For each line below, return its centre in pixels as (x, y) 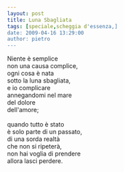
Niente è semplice (33, 58)
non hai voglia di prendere (44, 154)
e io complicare (29, 88)
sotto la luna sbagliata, (39, 80)
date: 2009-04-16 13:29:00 (46, 33)
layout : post (26, 13)
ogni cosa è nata (30, 74)
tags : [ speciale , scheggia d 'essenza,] (62, 26)
